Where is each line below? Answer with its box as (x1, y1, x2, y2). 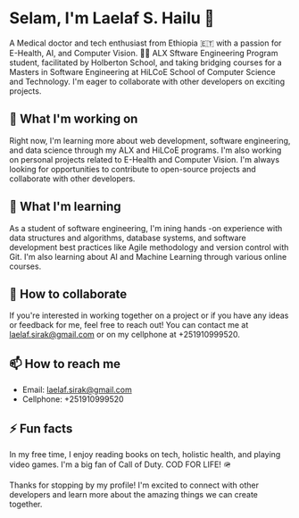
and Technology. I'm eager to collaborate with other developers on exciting (9, 76, 286, 87)
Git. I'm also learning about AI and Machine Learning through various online (9, 251, 287, 262)
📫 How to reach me (9, 356, 121, 372)
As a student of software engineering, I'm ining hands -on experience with (9, 222, 283, 233)
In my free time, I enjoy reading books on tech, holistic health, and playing (9, 449, 281, 459)
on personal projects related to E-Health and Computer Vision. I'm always (9, 154, 279, 164)
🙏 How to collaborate (9, 286, 128, 302)
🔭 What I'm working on (9, 112, 138, 127)
